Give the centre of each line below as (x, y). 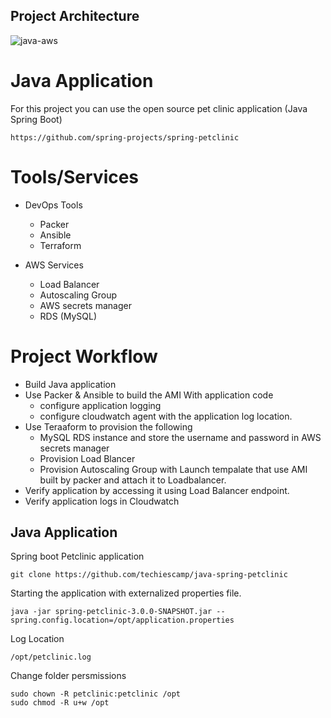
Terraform (60, 245)
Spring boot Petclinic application (77, 556)
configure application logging (100, 405)
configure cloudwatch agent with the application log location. (166, 416)
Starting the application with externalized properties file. (126, 593)
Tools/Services (75, 176)
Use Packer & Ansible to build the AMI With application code (149, 395)
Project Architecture (75, 16)
